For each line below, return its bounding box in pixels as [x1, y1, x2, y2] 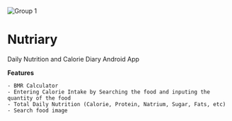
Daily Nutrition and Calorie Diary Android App [7, 54, 140, 63]
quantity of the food [7, 94, 71, 102]
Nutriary [7, 32, 58, 47]
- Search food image [7, 107, 69, 114]
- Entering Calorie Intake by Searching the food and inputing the [7, 88, 211, 96]
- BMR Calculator [7, 82, 59, 89]
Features [7, 68, 34, 77]
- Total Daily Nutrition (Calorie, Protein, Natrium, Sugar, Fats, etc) [7, 100, 226, 108]
